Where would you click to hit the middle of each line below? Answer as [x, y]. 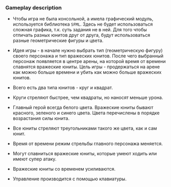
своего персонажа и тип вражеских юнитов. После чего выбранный [88, 56]
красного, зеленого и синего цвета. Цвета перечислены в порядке [86, 113]
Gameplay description [34, 8]
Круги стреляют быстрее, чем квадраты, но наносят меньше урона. [88, 98]
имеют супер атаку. [34, 159]
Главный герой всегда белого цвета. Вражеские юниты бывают [83, 108]
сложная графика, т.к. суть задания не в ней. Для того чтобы [80, 30]
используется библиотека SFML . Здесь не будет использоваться [83, 24]
